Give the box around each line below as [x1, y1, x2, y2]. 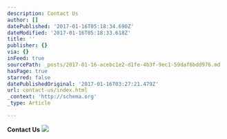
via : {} [7, 49, 30, 56]
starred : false [7, 74, 51, 81]
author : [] [7, 17, 39, 23]
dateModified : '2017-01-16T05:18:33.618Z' [7, 29, 131, 36]
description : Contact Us [7, 10, 79, 17]
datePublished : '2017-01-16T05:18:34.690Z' [7, 23, 135, 30]
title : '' [7, 36, 36, 43]
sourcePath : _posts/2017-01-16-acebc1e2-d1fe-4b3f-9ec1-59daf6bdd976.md [7, 61, 221, 68]
